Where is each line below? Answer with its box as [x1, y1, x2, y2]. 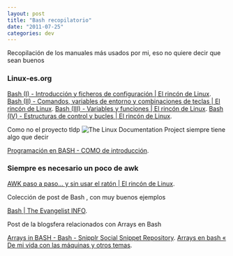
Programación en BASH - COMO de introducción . [7, 146, 149, 154]
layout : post [7, 10, 45, 17]
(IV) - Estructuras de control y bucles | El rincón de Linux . [7, 112, 172, 120]
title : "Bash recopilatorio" [7, 17, 92, 24]
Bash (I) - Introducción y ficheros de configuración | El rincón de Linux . [7, 89, 211, 98]
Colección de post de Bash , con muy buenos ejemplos [7, 193, 166, 201]
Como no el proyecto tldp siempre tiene [7, 125, 225, 133]
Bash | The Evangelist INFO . [7, 206, 88, 215]
